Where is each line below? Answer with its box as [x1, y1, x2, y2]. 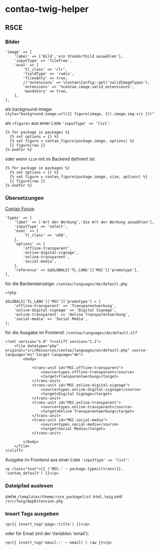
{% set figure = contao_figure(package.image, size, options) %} [9, 174, 148, 179]
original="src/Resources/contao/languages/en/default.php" [5, 348, 130, 353]
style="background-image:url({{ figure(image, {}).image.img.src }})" [5, 111, 155, 116]
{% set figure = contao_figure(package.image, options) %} [9, 138, 135, 143]
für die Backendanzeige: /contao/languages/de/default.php [5, 281, 128, 287]
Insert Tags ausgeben [5, 510, 59, 517]
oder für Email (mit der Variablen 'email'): [5, 530, 89, 536]
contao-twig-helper [5, 3, 89, 15]
